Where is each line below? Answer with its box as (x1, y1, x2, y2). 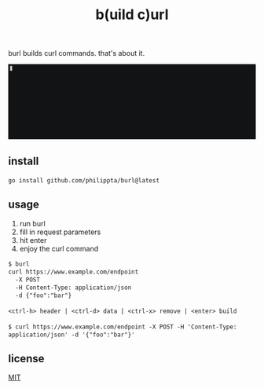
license (8, 352, 45, 365)
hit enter (19, 235, 47, 244)
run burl (19, 218, 46, 228)
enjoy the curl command (19, 244, 99, 253)
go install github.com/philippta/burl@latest (8, 176, 159, 185)
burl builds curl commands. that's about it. (8, 48, 145, 57)
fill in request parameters (19, 227, 101, 237)
